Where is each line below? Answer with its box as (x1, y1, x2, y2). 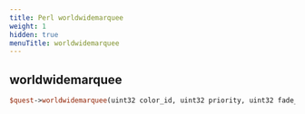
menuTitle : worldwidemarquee (9, 38, 120, 48)
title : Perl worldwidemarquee (9, 13, 124, 23)
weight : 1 (9, 22, 47, 31)
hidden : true (9, 30, 59, 39)
